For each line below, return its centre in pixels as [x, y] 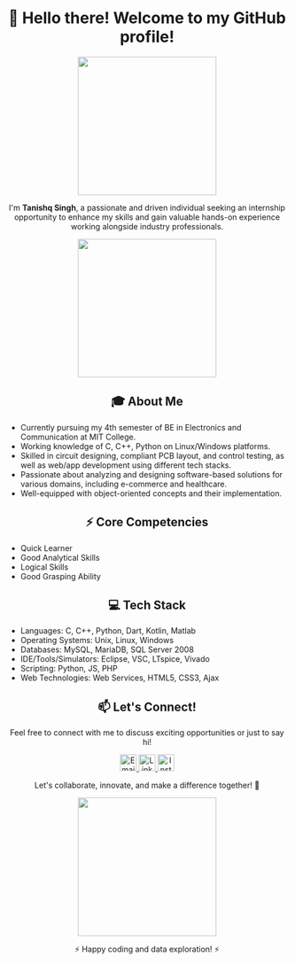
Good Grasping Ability [61, 576]
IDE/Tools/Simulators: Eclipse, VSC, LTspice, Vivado [115, 659]
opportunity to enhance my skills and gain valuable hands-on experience [147, 217]
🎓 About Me [147, 402]
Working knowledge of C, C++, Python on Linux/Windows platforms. [145, 446]
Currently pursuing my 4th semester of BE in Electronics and [131, 427]
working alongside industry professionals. [147, 226]
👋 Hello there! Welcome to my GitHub [147, 18]
